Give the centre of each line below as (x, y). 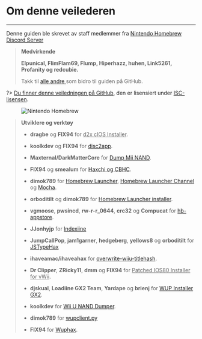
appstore (41, 217)
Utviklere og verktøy (47, 122)
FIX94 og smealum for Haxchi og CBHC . (81, 169)
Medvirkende (38, 51)
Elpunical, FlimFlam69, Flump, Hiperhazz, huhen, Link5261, (96, 63)
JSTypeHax (44, 247)
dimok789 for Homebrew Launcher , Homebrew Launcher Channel (112, 181)
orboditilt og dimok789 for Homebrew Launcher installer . (101, 199)
